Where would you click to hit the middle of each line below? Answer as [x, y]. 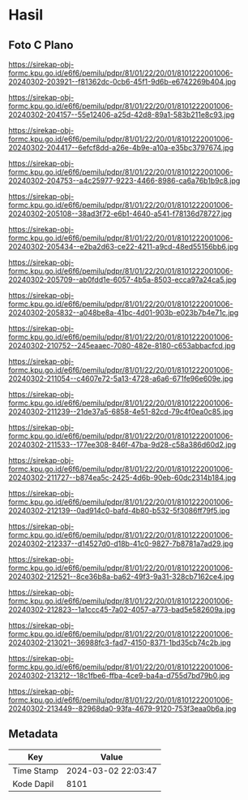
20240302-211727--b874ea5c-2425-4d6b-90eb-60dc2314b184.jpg [122, 478]
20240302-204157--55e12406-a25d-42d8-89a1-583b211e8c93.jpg [122, 115]
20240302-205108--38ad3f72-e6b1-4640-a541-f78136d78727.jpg [120, 214]
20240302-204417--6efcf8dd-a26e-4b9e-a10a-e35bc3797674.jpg [121, 147]
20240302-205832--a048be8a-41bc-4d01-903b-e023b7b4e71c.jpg [124, 313]
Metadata [33, 734]
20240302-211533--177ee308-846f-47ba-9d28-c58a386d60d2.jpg [122, 445]
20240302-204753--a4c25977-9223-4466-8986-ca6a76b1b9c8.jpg [124, 181]
